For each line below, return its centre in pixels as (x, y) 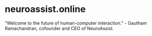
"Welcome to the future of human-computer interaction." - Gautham (76, 23)
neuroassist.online (45, 9)
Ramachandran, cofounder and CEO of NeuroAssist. (59, 28)
